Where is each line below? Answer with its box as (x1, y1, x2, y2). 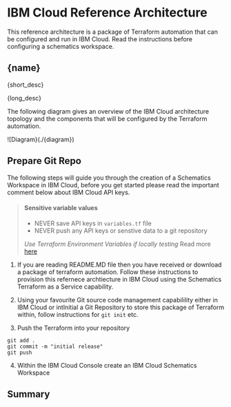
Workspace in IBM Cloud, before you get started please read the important (7, 180, 219, 189)
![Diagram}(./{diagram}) (7, 135, 74, 143)
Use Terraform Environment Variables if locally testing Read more (23, 240, 212, 248)
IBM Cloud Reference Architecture (7, 5, 208, 21)
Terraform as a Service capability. (17, 282, 114, 291)
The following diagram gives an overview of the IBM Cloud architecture (7, 107, 209, 115)
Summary (7, 388, 50, 400)
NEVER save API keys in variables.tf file (34, 219, 152, 227)
